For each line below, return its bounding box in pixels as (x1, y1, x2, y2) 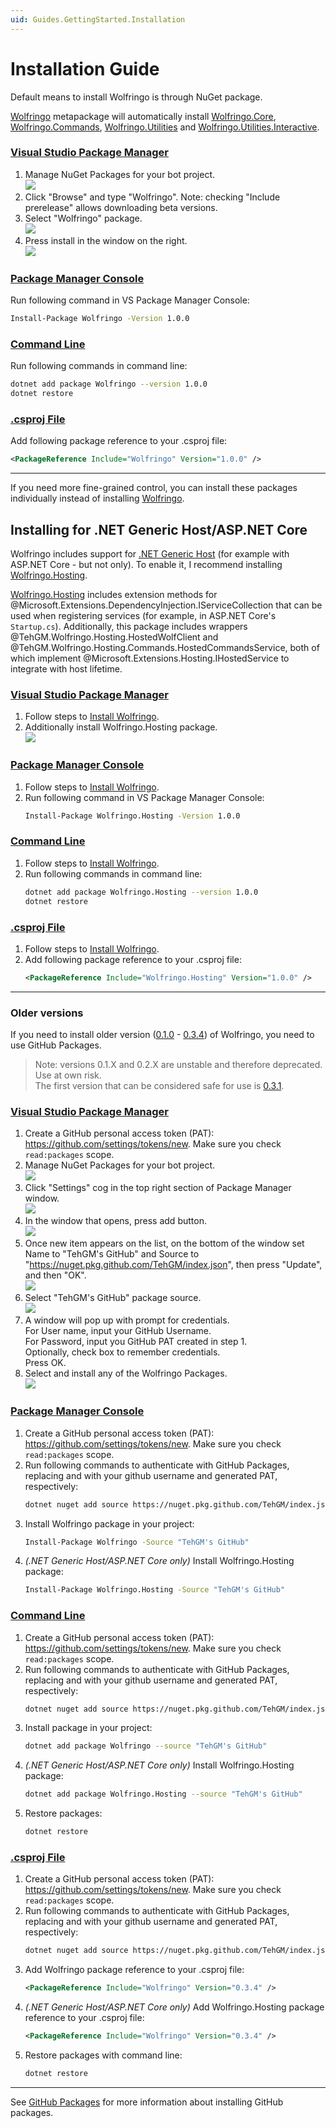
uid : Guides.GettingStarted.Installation (10, 14, 186, 25)
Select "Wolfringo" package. (24, 212, 143, 224)
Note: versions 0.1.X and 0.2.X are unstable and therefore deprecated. (34, 1059, 323, 1071)
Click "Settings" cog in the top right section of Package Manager (24, 1182, 292, 1194)
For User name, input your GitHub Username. (24, 1325, 212, 1337)
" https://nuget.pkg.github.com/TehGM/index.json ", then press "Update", (24, 1259, 323, 1271)
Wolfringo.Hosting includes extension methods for (10, 589, 218, 601)
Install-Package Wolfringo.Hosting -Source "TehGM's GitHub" (24, 1585, 286, 1595)
